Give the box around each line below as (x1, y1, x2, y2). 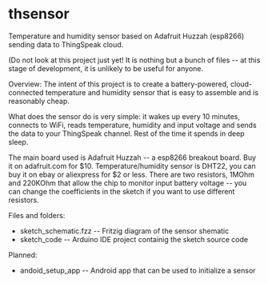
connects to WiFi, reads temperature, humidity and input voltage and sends (8, 120, 258, 130)
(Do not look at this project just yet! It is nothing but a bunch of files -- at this (8, 55, 261, 65)
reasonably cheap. (8, 96, 70, 106)
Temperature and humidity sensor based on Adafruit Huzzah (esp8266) (8, 31, 245, 41)
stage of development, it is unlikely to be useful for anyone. (8, 63, 204, 73)
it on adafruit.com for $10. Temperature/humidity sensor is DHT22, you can (8, 161, 256, 170)
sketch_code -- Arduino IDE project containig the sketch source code (19, 234, 249, 244)
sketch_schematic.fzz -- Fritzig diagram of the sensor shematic (19, 225, 230, 236)
